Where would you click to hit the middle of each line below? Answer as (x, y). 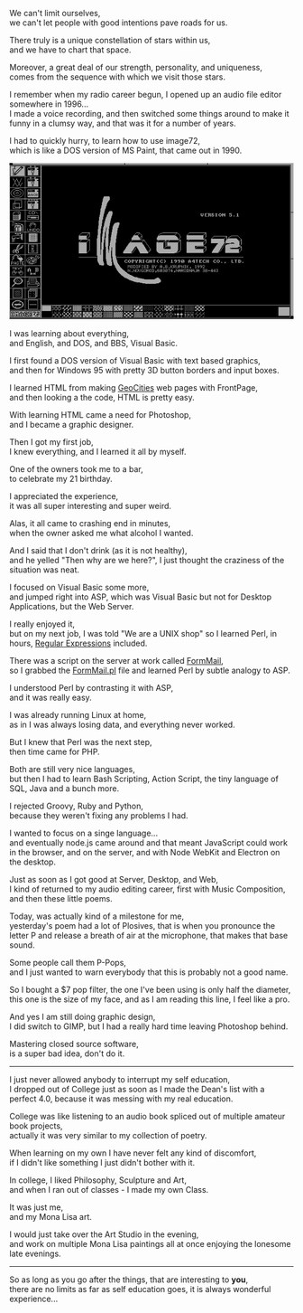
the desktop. (33, 862)
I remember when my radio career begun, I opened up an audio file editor (146, 94)
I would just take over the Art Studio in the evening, (104, 1234)
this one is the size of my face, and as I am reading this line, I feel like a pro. (150, 999)
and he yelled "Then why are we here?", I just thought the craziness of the (147, 560)
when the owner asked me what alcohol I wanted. (101, 533)
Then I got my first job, (51, 441)
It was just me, (37, 1207)
